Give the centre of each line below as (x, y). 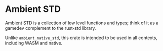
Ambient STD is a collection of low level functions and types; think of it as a (82, 23)
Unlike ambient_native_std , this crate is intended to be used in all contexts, (81, 38)
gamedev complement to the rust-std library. (51, 28)
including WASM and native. (34, 43)
